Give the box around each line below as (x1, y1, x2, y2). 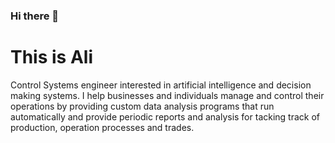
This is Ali (10, 46, 94, 69)
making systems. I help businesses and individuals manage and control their (10, 89, 325, 101)
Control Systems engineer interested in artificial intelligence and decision (10, 79, 312, 91)
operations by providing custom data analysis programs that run (10, 100, 275, 112)
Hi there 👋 (10, 9, 60, 23)
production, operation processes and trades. (10, 121, 195, 133)
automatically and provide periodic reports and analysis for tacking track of (10, 110, 321, 123)
